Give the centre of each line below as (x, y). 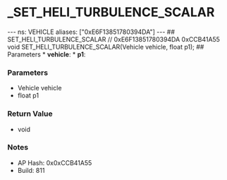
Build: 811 (31, 170)
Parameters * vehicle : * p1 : (47, 54)
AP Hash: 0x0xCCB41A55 (55, 162)
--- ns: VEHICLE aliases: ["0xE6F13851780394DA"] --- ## (91, 32)
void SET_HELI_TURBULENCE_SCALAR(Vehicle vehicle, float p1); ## (106, 47)
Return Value (30, 114)
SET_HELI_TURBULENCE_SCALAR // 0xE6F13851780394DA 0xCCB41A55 (114, 39)
